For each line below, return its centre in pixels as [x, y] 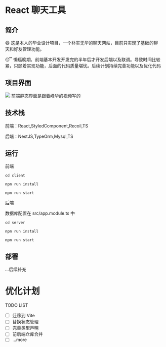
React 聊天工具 [36, 10]
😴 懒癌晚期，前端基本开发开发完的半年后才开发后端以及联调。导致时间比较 [83, 59]
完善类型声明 [25, 328]
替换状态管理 [25, 322]
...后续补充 [16, 269]
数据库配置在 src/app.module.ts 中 [40, 213]
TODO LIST [17, 305]
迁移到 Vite [23, 316]
